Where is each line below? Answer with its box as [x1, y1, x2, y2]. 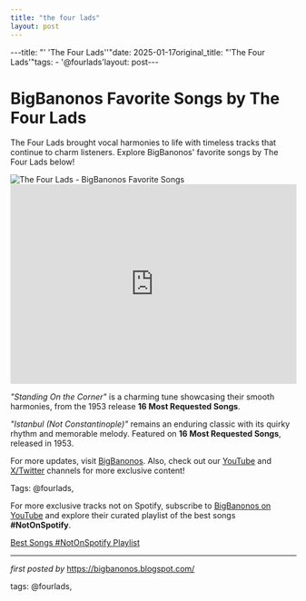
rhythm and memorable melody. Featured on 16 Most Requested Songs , [10, 429, 281, 439]
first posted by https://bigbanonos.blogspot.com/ [10, 564, 195, 575]
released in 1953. [10, 438, 74, 449]
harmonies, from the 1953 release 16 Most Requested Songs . [10, 401, 241, 412]
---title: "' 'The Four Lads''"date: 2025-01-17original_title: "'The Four [10, 46, 266, 57]
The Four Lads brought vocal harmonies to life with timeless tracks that [10, 137, 276, 148]
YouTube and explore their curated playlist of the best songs [10, 510, 236, 521]
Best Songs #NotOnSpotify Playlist [10, 537, 140, 548]
